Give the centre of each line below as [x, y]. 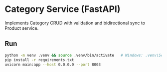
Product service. [22, 28]
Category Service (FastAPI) [63, 9]
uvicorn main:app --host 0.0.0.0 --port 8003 [53, 65]
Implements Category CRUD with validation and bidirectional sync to [75, 23]
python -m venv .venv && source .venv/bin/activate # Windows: [74, 55]
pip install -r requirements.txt [39, 60]
